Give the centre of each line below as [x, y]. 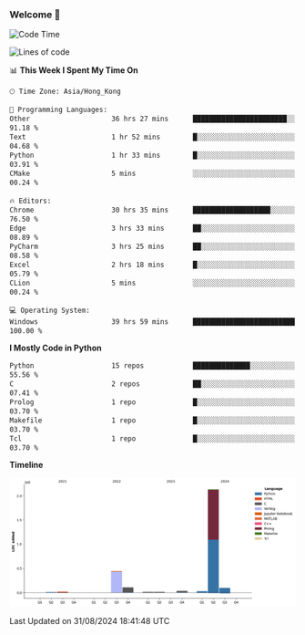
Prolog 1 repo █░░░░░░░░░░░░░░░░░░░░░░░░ [152, 402]
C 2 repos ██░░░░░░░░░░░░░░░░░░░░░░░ [152, 384]
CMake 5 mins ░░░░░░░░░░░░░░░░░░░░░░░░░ [152, 174]
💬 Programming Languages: [58, 110]
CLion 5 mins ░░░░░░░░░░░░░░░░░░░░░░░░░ [152, 283]
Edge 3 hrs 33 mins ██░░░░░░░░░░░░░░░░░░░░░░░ [152, 229]
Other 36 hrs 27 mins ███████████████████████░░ [152, 119]
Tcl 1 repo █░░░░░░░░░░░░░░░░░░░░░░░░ [152, 439]
